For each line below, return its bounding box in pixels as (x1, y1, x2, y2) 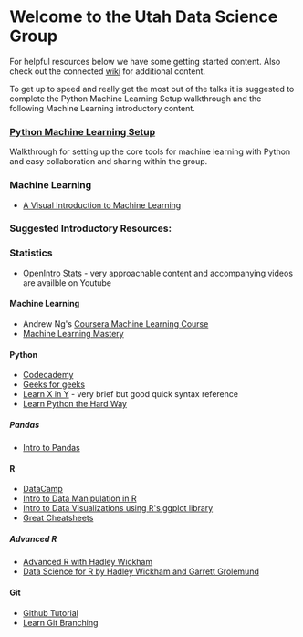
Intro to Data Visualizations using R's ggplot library (22, 503, 214, 514)
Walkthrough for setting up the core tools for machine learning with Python (9, 146, 291, 157)
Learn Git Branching (22, 617, 99, 628)
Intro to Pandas (22, 443, 80, 454)
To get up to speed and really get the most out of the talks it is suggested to (9, 83, 295, 94)
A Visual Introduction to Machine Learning (22, 199, 182, 211)
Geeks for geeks (22, 379, 85, 390)
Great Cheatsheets (22, 513, 94, 524)
